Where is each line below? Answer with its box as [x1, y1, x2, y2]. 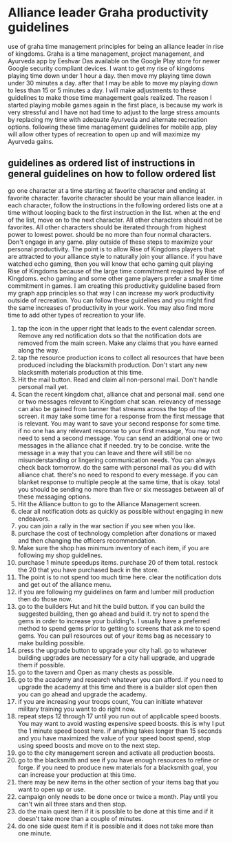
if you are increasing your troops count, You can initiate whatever [17, 697, 203, 705]
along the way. [17, 346, 60, 354]
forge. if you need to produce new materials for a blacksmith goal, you [17, 763, 218, 771]
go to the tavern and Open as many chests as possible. [17, 668, 174, 676]
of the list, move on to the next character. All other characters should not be [8, 216, 223, 224]
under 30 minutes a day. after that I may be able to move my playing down [8, 79, 218, 87]
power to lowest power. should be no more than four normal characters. [8, 230, 212, 238]
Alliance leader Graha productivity [8, 5, 209, 21]
